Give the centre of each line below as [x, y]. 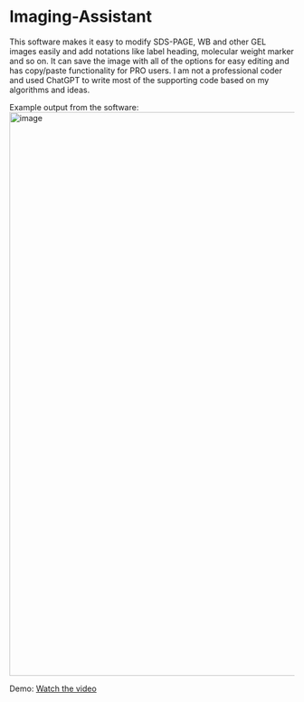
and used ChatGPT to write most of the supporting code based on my [139, 80]
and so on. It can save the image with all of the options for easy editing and [149, 61]
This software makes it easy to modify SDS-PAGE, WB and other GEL [138, 42]
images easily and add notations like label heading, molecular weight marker [152, 51]
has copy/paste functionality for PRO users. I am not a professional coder [146, 71]
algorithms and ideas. [50, 90]
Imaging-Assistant [81, 17]
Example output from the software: [74, 107]
